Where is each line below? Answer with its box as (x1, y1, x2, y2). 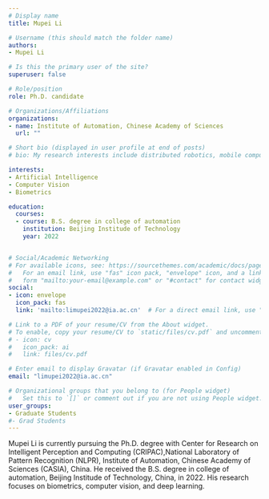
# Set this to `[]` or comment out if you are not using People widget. (8, 394, 263, 402)
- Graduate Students (8, 409, 78, 417)
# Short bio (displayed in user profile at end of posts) (8, 144, 206, 152)
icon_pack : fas (15, 298, 66, 307)
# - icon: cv (8, 335, 52, 343)
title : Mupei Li (8, 19, 62, 27)
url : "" (15, 129, 42, 137)
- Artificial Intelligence (8, 173, 98, 181)
